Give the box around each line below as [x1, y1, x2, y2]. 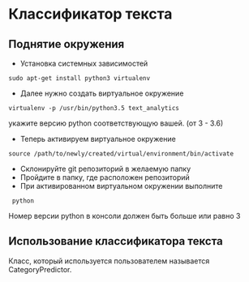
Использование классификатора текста [8, 234, 223, 248]
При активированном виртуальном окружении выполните [19, 182, 223, 190]
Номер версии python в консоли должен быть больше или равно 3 [8, 211, 241, 220]
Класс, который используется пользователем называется [8, 256, 210, 266]
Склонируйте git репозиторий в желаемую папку [19, 164, 191, 173]
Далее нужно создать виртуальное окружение [19, 88, 184, 98]
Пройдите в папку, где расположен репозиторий [19, 173, 191, 182]
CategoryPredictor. [8, 264, 72, 274]
